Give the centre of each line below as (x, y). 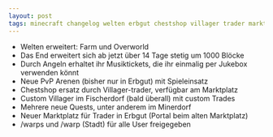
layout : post (30, 16)
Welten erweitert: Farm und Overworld (84, 46)
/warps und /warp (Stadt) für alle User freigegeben (105, 124)
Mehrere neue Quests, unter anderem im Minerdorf (106, 107)
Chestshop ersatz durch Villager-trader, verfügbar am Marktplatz (129, 89)
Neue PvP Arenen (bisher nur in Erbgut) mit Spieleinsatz (114, 81)
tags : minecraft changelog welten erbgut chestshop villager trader (127, 24)
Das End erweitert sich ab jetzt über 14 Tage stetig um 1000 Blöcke (132, 55)
